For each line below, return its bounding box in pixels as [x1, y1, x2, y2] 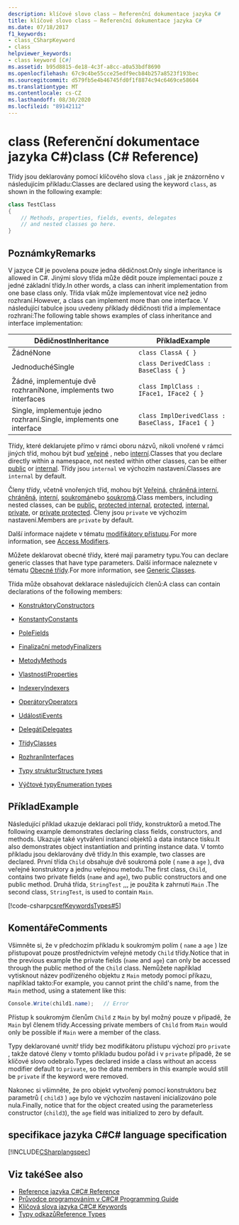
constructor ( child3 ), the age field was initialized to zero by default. [8, 1108, 204, 1117]
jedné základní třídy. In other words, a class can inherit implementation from [8, 282, 228, 289]
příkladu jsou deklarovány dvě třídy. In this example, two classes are [8, 850, 206, 858]
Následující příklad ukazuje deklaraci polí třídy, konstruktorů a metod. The [8, 819, 221, 828]
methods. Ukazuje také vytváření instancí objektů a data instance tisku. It [8, 835, 220, 843]
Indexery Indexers [18, 684, 70, 692]
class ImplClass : [138, 383, 201, 390]
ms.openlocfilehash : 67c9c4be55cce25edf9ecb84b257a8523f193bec [8, 70, 199, 77]
